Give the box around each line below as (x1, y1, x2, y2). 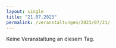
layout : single (6, 8, 44, 15)
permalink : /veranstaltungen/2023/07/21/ (6, 19, 111, 25)
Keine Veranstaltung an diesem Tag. (6, 36, 95, 43)
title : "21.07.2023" (6, 14, 58, 20)
